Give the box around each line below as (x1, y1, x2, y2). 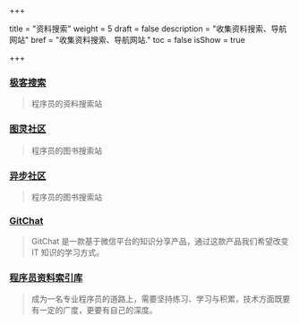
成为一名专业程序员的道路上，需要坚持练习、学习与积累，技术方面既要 (30, 294, 291, 304)
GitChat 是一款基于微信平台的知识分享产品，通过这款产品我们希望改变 (30, 236, 289, 247)
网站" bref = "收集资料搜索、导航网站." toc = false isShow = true (9, 35, 246, 45)
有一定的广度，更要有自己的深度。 (30, 305, 158, 316)
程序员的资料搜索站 (30, 98, 103, 109)
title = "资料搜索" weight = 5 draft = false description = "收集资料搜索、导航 (9, 23, 287, 34)
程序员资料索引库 (9, 272, 83, 285)
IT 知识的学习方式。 (30, 247, 105, 258)
